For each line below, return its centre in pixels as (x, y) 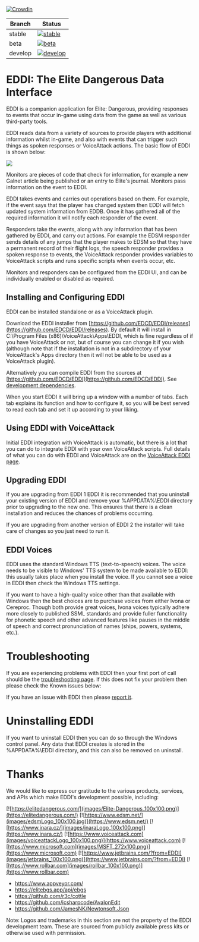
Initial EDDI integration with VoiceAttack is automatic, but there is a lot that (97, 442)
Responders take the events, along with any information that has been (92, 229)
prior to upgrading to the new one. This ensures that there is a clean (89, 507)
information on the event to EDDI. (47, 187)
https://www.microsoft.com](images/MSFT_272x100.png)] (79, 847)
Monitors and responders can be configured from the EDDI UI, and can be (97, 272)
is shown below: (26, 152)
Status (51, 24)
